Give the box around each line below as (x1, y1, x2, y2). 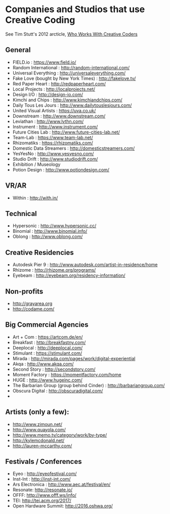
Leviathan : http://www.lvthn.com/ (12, 118, 84, 124)
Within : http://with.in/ (12, 195, 58, 201)
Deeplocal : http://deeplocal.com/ (12, 345, 83, 351)
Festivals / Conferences (5, 457, 82, 466)
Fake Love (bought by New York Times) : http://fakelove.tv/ (12, 75, 136, 81)
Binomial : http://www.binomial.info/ (12, 228, 88, 234)
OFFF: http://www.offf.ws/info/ (12, 492, 77, 498)
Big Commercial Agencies (5, 320, 89, 329)
